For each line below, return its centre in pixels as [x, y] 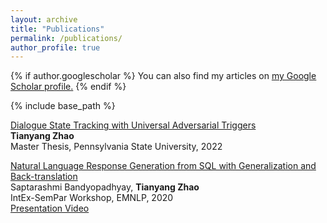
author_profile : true [55, 47]
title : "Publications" [57, 29]
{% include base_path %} [63, 106]
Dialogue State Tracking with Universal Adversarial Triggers [133, 125]
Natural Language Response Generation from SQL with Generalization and [163, 166]
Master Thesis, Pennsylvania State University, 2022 [116, 147]
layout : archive [44, 19]
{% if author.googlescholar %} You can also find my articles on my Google [163, 76]
